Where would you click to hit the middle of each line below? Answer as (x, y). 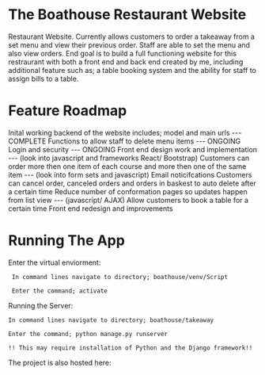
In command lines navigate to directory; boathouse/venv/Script (119, 277)
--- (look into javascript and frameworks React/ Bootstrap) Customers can (129, 158)
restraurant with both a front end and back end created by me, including (126, 62)
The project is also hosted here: (60, 362)
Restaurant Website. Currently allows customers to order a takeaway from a (132, 36)
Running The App (66, 241)
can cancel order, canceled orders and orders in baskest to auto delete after (132, 183)
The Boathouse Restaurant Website (127, 15)
